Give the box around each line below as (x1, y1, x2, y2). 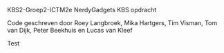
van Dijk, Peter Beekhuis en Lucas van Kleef (7, 26, 133, 34)
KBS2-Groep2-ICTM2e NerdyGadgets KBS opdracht (7, 6, 157, 14)
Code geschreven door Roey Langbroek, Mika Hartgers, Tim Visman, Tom (7, 19, 218, 26)
